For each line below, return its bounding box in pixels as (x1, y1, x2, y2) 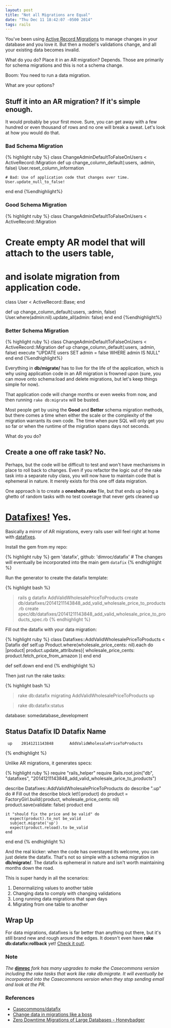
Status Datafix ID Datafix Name (5, 727, 106, 736)
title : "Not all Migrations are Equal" (5, 12, 91, 17)
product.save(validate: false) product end (5, 801, 93, 808)
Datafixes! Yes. (5, 512, 72, 523)
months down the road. (5, 865, 55, 871)
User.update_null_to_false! (5, 179, 66, 185)
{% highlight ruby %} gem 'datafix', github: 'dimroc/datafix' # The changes (5, 553, 163, 560)
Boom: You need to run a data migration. (5, 72, 91, 79)
